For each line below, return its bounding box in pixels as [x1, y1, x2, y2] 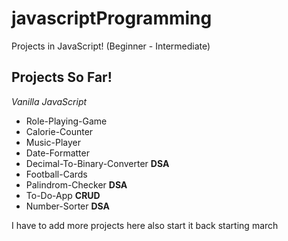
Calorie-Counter [25, 125, 94, 137]
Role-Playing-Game [25, 115, 108, 127]
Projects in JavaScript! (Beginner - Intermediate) [11, 40, 211, 52]
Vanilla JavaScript [11, 95, 88, 107]
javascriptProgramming [11, 7, 213, 30]
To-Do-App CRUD [25, 189, 101, 201]
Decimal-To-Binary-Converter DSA [25, 157, 170, 169]
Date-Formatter [25, 147, 90, 159]
